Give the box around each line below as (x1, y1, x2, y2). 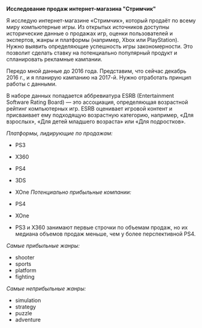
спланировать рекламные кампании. (6, 56, 103, 63)
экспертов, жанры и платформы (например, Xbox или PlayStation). (6, 36, 179, 43)
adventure (15, 316, 41, 323)
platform (15, 267, 36, 274)
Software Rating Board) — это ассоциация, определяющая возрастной (6, 98, 189, 106)
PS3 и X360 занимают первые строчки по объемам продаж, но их (15, 224, 188, 231)
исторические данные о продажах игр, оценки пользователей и (6, 30, 173, 37)
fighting (15, 273, 35, 280)
